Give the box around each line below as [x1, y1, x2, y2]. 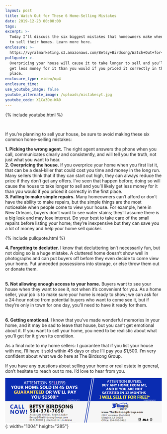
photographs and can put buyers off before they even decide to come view [5, 255, 159, 261]
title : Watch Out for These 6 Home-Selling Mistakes [5, 13, 117, 18]
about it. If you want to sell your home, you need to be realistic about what [5, 327, 158, 333]
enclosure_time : [5, 82, 39, 87]
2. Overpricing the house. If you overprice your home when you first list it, [5, 162, 159, 168]
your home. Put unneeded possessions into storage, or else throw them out [5, 261, 160, 267]
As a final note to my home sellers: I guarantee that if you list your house [5, 342, 153, 348]
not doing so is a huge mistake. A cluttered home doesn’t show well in [5, 250, 148, 256]
